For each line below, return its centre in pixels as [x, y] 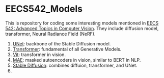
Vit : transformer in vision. [39, 55]
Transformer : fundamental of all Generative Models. [67, 49]
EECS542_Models [44, 9]
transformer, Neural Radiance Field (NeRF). [50, 34]
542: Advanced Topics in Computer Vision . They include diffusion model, [82, 28]
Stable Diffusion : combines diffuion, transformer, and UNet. [75, 65]
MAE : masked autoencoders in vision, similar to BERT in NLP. [77, 60]
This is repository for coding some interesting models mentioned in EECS [82, 23]
